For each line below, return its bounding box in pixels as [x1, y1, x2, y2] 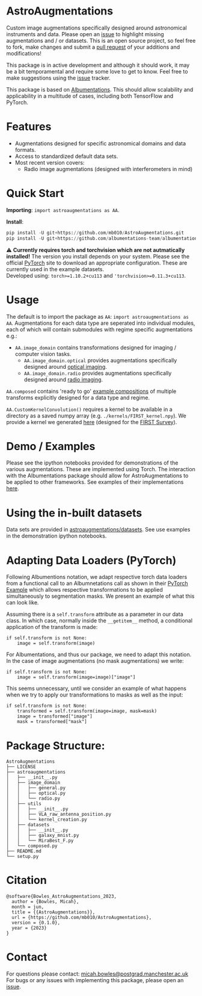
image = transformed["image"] [17, 713, 93, 719]
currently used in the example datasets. [6, 265, 105, 272]
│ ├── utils [6, 801, 42, 807]
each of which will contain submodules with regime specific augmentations [6, 325, 193, 333]
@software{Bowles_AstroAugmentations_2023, [6, 894, 117, 900]
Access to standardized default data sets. [14, 152, 118, 160]
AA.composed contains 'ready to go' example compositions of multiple [6, 387, 177, 395]
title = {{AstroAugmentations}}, [11, 909, 96, 915]
